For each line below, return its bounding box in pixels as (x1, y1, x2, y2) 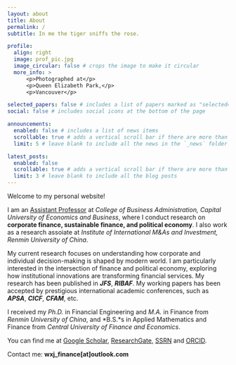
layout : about (7, 10, 49, 18)
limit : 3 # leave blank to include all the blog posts (13, 173, 178, 180)
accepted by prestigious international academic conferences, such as (7, 287, 209, 295)
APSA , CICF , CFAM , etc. (7, 294, 79, 302)
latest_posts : (7, 153, 49, 160)
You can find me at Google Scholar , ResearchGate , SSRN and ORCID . (7, 336, 207, 345)
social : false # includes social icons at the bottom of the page (7, 108, 206, 115)
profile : (7, 43, 33, 50)
